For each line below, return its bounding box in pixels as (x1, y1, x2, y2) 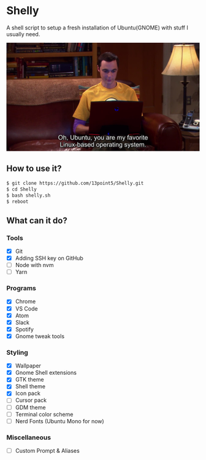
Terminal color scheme (15, 410, 74, 418)
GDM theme (15, 404, 46, 411)
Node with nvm (15, 262, 54, 269)
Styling (6, 348, 29, 356)
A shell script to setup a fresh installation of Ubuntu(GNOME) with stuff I (6, 24, 188, 31)
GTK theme (15, 376, 44, 383)
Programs (6, 284, 37, 293)
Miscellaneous (6, 433, 51, 442)
